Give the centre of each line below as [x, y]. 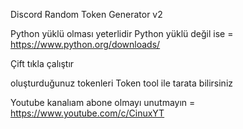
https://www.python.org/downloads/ [85, 44]
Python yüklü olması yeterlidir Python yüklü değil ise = [122, 33]
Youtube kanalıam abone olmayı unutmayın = [103, 102]
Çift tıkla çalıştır [42, 63]
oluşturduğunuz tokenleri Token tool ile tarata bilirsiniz [122, 83]
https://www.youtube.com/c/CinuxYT [87, 113]
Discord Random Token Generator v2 [86, 14]
